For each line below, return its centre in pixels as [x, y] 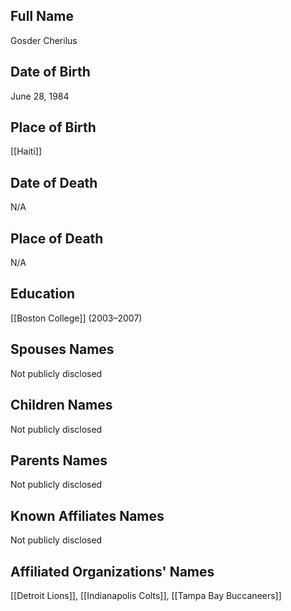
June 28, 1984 [40, 96]
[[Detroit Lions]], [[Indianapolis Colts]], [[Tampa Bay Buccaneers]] [146, 595]
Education [43, 294]
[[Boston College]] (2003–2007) [76, 318]
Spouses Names [62, 349]
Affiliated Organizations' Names [112, 571]
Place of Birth [53, 127]
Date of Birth [50, 72]
